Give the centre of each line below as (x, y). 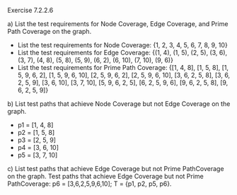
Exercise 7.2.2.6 (30, 10)
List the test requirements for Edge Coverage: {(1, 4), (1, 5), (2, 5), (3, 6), (122, 53)
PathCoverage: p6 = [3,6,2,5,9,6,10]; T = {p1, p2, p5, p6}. (89, 184)
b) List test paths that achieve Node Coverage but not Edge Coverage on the (119, 104)
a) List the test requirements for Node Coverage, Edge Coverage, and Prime (118, 24)
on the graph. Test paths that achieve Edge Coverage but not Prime (105, 176)
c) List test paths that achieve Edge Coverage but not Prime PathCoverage (116, 169)
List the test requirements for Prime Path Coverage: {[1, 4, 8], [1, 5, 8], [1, (123, 67)
